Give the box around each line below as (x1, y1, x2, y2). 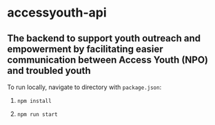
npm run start (17, 111, 58, 118)
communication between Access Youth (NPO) (7, 54, 209, 66)
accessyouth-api (7, 5, 107, 21)
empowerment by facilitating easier (7, 43, 163, 55)
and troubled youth (7, 64, 91, 77)
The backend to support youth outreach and (7, 32, 201, 44)
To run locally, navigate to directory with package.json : (7, 83, 162, 91)
